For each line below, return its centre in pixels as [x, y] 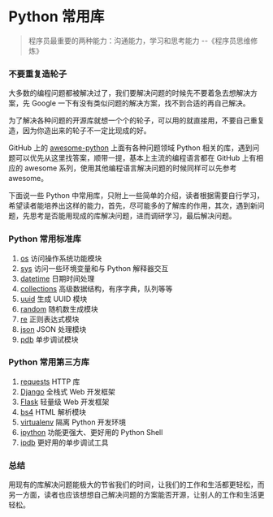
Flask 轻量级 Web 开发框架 [65, 402]
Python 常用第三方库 [49, 362]
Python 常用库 [56, 17]
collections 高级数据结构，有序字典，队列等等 [96, 288]
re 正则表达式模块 [50, 319]
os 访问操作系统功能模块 [61, 258]
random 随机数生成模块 [59, 308]
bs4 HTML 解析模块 [53, 411]
